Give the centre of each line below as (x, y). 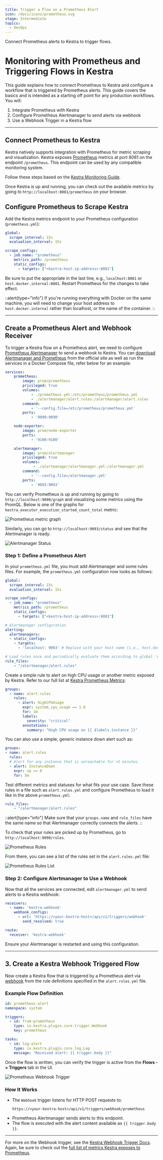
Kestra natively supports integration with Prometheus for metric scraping (78, 152)
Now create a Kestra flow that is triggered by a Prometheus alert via (73, 976)
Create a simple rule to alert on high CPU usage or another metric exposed (80, 675)
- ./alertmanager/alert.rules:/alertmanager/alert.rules (90, 399)
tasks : (12, 1039)
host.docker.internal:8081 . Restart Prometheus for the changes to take (77, 283)
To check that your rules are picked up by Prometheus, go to (65, 832)
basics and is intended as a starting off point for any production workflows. (80, 96)
